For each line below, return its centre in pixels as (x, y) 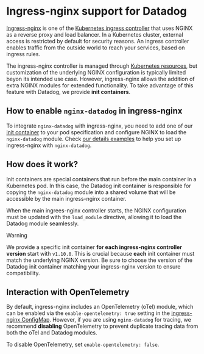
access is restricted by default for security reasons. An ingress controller (98, 41)
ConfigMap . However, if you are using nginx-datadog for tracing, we (107, 320)
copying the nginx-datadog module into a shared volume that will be (91, 192)
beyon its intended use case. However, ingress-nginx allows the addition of (100, 79)
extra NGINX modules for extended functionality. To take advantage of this (100, 85)
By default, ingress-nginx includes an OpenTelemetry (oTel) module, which (100, 307)
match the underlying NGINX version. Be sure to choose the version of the (100, 260)
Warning (17, 235)
